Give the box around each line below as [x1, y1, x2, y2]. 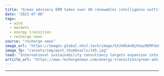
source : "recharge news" [5, 39, 56, 44]
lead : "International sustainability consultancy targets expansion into [5, 52, 159, 57]
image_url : [5, 43, 27, 48]
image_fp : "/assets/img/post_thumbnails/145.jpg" [5, 48, 108, 53]
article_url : [5, 57, 32, 62]
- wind [9, 20, 23, 26]
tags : [5, 16, 16, 21]
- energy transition [9, 30, 51, 35]
